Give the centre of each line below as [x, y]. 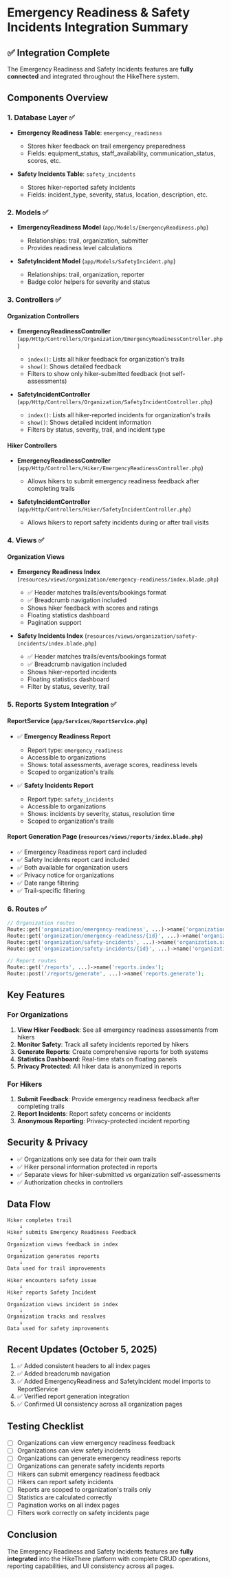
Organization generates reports [53, 1256]
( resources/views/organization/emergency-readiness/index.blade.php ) [118, 580]
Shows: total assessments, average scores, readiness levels [112, 764]
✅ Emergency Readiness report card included [82, 852]
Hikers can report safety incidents [65, 1481]
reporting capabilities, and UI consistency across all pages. [91, 1566]
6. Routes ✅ [27, 909]
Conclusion [32, 1535]
